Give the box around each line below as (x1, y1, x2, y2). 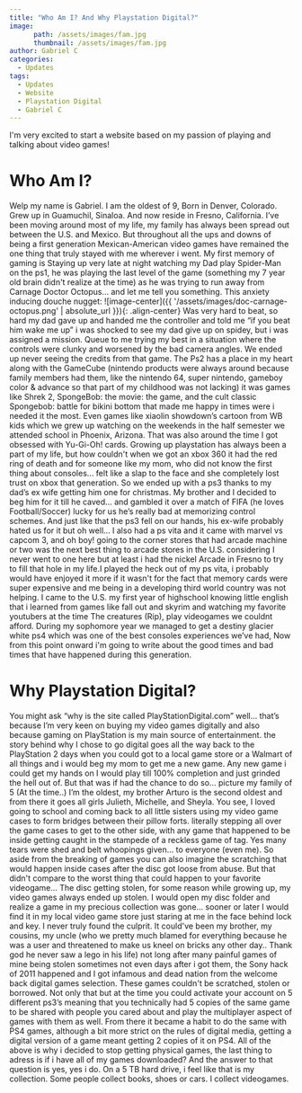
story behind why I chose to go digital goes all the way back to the (9, 739, 255, 751)
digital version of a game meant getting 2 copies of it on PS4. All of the (9, 1035, 271, 1046)
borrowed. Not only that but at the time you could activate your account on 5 (9, 988, 293, 999)
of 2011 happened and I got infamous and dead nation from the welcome (9, 968, 279, 980)
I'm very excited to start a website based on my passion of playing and (9, 129, 271, 140)
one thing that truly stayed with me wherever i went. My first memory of (9, 248, 275, 259)
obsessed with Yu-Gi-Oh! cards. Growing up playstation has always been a (9, 440, 287, 450)
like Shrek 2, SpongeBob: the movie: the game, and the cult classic (9, 392, 257, 403)
